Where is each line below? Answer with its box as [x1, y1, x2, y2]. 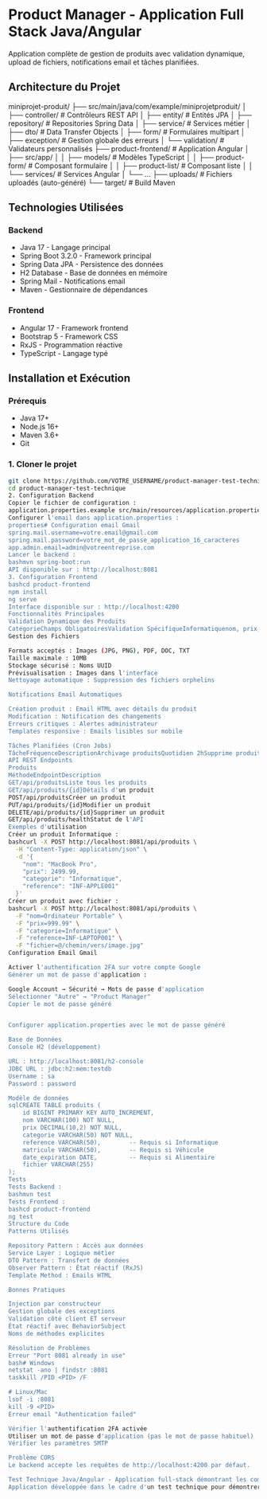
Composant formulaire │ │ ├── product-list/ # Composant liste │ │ [34, 161, 253, 170]
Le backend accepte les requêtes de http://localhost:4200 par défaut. [8, 1462, 250, 1470]
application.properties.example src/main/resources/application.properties [8, 507, 265, 515]
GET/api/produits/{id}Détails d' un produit [8, 786, 155, 794]
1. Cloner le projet [8, 459, 77, 470]
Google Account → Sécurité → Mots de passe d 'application [8, 985, 204, 993]
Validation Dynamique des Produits [8, 617, 126, 626]
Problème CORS [8, 1454, 56, 1462]
